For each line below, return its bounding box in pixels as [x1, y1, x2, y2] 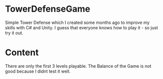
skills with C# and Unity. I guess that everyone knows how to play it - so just [5, 24, 158, 30]
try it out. [5, 30, 23, 36]
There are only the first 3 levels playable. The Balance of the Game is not [5, 63, 152, 69]
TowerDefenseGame [5, 3, 90, 15]
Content [5, 47, 39, 58]
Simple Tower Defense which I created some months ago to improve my [5, 20, 150, 25]
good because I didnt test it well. [5, 68, 71, 74]
